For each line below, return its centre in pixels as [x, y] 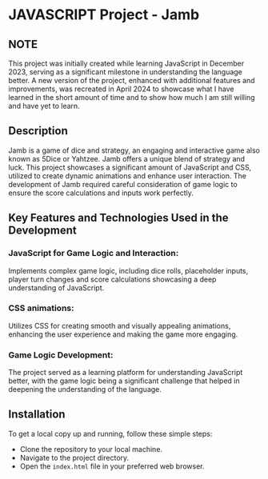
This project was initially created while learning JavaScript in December [126, 63]
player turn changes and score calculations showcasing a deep [112, 279]
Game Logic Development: [61, 355]
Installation [37, 415]
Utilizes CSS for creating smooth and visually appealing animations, [120, 325]
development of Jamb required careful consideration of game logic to [123, 184]
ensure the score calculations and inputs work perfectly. [101, 193]
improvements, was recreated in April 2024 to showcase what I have [121, 89]
